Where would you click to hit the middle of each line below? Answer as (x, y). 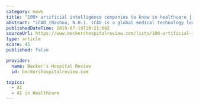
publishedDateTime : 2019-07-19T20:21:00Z (58, 28)
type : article (24, 39)
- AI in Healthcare (36, 93)
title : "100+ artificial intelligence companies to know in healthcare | (99, 17)
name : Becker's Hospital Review (52, 66)
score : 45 (18, 45)
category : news (25, 12)
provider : (18, 60)
